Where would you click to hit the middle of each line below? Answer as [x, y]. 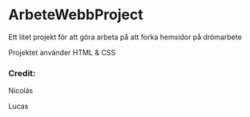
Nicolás [21, 91]
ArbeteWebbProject [76, 15]
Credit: [22, 73]
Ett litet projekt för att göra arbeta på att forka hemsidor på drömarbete [125, 37]
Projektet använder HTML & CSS [62, 52]
